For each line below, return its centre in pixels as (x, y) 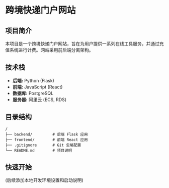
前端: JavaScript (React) (37, 87)
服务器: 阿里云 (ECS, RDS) (39, 100)
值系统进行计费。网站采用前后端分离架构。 (49, 50)
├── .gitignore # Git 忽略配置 (43, 145)
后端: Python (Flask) (33, 80)
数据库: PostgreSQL (33, 93)
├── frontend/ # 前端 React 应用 (47, 139)
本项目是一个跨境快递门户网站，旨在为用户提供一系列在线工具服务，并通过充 (84, 44)
